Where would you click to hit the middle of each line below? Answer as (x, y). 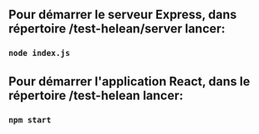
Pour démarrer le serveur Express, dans (123, 15)
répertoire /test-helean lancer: (96, 95)
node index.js (39, 54)
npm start (30, 120)
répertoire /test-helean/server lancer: (117, 29)
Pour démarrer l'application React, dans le (129, 81)
